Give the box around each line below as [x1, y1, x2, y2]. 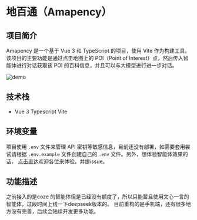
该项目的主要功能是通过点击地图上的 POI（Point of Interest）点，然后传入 [6, 55, 184, 62]
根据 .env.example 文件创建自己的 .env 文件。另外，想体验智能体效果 [16, 150, 183, 157]
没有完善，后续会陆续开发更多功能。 [11, 208, 99, 215]
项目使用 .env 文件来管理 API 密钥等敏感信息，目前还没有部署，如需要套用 [6, 143, 185, 150]
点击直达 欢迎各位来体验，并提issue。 [17, 158, 108, 165]
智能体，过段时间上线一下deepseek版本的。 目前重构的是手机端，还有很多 [6, 201, 186, 208]
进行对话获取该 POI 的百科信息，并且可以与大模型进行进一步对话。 [16, 62, 178, 69]
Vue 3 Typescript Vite [14, 108, 68, 115]
